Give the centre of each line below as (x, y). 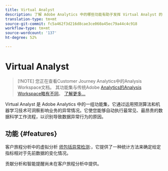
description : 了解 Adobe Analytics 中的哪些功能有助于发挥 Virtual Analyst (81, 14)
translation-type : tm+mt (31, 19)
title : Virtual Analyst (30, 10)
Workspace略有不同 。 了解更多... (51, 93)
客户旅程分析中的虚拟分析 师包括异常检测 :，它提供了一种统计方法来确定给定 (83, 147)
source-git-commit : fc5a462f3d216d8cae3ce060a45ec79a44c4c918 (71, 24)
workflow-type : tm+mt (28, 28)
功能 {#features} (31, 134)
